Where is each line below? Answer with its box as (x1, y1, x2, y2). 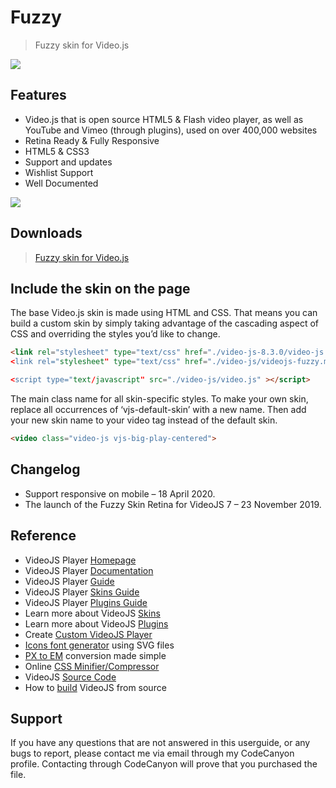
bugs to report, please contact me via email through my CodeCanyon (10, 747, 295, 760)
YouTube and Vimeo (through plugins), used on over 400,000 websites (24, 124, 318, 136)
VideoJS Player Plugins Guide (24, 596, 148, 608)
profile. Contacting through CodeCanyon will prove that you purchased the (10, 758, 318, 770)
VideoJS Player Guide (24, 575, 115, 587)
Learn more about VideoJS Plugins (24, 617, 169, 630)
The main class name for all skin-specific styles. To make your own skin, (10, 393, 309, 405)
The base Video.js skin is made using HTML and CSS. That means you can (10, 307, 318, 319)
